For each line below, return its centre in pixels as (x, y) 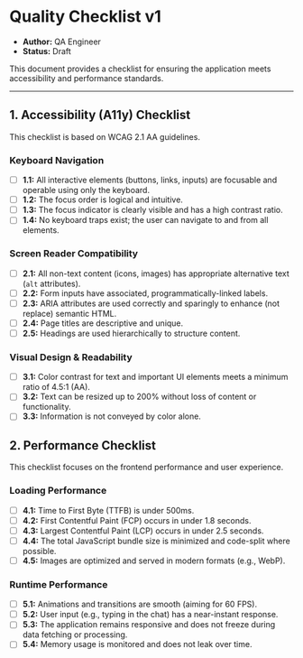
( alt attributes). (51, 283)
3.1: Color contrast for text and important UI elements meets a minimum (155, 377)
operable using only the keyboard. (86, 190)
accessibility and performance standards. (87, 78)
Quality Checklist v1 (86, 17)
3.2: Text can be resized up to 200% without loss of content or (139, 397)
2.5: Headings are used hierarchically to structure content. (131, 333)
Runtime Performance (59, 584)
